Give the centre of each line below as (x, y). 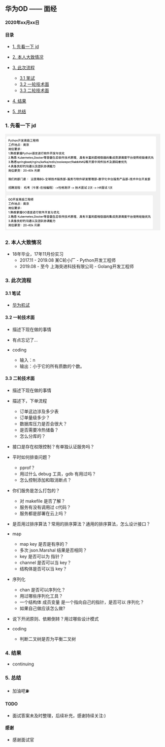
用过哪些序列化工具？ (41, 596)
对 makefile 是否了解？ (42, 501)
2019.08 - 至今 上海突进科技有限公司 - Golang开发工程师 (77, 267)
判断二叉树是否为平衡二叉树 (48, 639)
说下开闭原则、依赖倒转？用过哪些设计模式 (55, 619)
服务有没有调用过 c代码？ (45, 507)
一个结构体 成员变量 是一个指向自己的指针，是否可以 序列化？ (82, 602)
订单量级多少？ (35, 418)
